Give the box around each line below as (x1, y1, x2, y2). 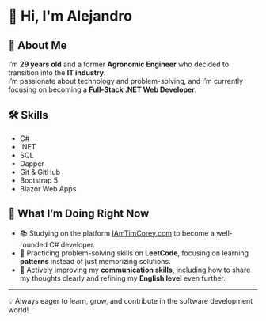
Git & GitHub (19, 167, 61, 176)
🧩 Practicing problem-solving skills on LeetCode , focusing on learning (19, 248, 249, 258)
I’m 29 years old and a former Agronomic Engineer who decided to (8, 59, 230, 69)
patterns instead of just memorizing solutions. (19, 256, 172, 266)
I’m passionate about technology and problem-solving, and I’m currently (8, 77, 244, 85)
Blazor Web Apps (19, 183, 77, 193)
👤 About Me (8, 39, 67, 52)
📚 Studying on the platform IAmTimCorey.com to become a (19, 228, 215, 238)
